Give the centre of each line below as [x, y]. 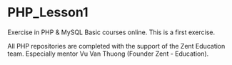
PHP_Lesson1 [48, 12]
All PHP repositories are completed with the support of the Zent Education [116, 46]
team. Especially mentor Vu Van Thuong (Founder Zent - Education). [108, 54]
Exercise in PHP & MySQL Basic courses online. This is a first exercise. [111, 32]
